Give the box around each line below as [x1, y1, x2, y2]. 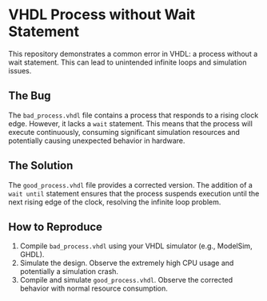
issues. [8, 65, 32, 75]
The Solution [8, 159, 74, 172]
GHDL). [19, 250, 45, 259]
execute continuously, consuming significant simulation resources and [8, 127, 240, 137]
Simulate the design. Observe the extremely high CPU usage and [19, 258, 234, 268]
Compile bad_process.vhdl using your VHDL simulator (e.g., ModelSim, [19, 241, 253, 251]
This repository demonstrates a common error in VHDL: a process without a [8, 49, 258, 58]
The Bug [8, 89, 51, 103]
